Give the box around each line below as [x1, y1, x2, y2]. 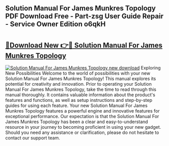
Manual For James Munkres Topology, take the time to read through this [5, 86, 157, 92]
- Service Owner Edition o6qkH [5, 20, 106, 28]
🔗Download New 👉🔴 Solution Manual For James [5, 41, 163, 50]
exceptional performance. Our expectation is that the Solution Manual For [5, 114, 159, 119]
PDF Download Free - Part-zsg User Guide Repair [5, 12, 164, 21]
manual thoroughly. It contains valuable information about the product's [5, 92, 155, 98]
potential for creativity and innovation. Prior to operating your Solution [5, 81, 152, 87]
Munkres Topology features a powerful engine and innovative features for [5, 108, 160, 114]
